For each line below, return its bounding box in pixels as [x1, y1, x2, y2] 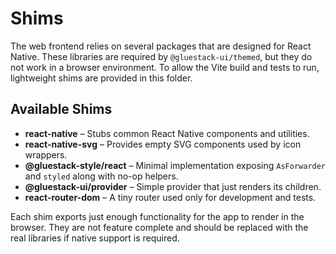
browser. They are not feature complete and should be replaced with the [10, 221, 309, 233]
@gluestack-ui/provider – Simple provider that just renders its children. [24, 180, 322, 192]
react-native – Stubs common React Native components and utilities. [24, 127, 310, 139]
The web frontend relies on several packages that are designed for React [10, 40, 312, 52]
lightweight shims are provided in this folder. [10, 72, 193, 84]
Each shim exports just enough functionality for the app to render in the [10, 210, 305, 222]
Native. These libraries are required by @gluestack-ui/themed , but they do [10, 50, 313, 62]
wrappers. [24, 148, 68, 161]
